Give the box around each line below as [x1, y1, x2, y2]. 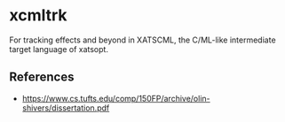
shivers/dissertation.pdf [21, 103, 110, 113]
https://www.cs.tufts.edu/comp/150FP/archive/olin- [21, 93, 210, 103]
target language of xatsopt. [9, 43, 109, 54]
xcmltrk [9, 5, 68, 26]
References [9, 70, 75, 85]
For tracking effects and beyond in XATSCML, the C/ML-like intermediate [9, 34, 277, 45]
